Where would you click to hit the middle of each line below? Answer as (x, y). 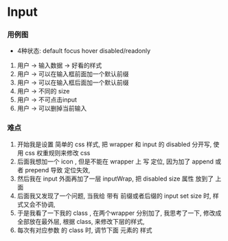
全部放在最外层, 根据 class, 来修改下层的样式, (81, 221)
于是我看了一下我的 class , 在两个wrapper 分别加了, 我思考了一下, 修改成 (119, 213)
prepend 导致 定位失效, (58, 170)
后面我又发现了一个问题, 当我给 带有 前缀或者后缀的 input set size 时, (114, 196)
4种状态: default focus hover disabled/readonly (84, 51)
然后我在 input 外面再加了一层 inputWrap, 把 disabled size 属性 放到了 (115, 179)
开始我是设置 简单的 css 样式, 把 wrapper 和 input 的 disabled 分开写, (114, 144)
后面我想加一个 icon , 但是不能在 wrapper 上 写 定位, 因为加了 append (115, 161)
